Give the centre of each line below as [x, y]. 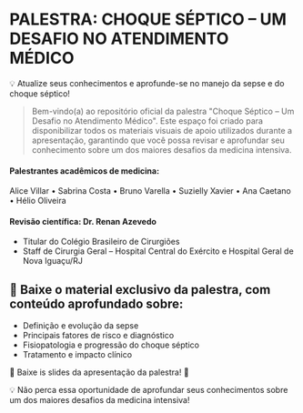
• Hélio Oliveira [38, 201]
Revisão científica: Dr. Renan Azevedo [83, 221]
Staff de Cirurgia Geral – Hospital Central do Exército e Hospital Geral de [158, 251]
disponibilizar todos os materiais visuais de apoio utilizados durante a [162, 130]
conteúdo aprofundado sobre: [96, 303]
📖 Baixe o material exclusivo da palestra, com [140, 290]
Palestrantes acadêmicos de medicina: [85, 171]
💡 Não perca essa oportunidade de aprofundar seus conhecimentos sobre [149, 390]
